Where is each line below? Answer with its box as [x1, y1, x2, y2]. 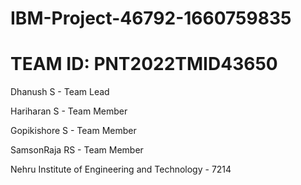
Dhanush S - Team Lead [10, 86, 110, 98]
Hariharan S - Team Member [10, 105, 128, 117]
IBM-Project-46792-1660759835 [10, 7, 292, 30]
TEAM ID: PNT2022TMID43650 [10, 53, 278, 76]
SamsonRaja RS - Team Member [10, 144, 144, 156]
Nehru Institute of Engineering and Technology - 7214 [10, 163, 232, 176]
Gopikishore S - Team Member [10, 125, 137, 137]
